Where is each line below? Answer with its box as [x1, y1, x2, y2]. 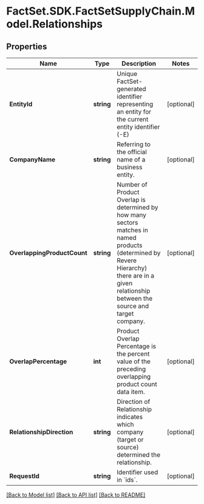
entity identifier [117, 123, 160, 131]
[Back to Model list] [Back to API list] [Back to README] [6, 491, 146, 499]
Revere [117, 256, 137, 265]
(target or [117, 435, 144, 444]
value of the [117, 357, 151, 366]
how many [117, 211, 147, 219]
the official [117, 148, 147, 156]
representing [117, 100, 154, 108]
